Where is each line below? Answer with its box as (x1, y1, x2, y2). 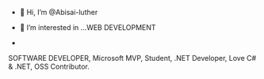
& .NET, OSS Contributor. (8, 62, 90, 71)
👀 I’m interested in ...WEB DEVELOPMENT (19, 23, 156, 32)
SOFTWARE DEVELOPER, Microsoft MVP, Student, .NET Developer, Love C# (8, 54, 257, 62)
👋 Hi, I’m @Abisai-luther (19, 8, 98, 17)
